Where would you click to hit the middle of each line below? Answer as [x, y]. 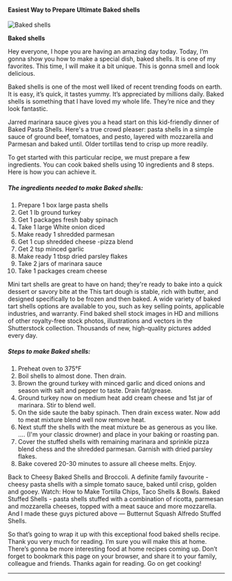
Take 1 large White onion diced [61, 227]
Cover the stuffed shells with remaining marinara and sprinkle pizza [113, 442]
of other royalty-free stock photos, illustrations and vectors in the [100, 321]
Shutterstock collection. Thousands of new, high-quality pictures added [109, 328]
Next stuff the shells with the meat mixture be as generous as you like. [117, 427]
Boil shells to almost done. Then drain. [72, 376]
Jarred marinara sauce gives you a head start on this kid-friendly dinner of [114, 122]
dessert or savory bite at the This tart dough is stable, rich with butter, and [113, 292]
